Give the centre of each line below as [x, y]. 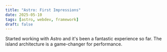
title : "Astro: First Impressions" [43, 10]
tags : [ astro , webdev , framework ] [42, 19]
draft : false [19, 24]
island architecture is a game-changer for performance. [64, 44]
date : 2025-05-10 [24, 15]
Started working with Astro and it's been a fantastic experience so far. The [83, 39]
